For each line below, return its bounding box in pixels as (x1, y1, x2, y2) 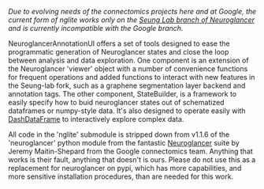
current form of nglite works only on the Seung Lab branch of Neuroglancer (8, 15, 255, 25)
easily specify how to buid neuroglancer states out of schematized (8, 98, 225, 107)
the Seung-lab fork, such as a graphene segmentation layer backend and (8, 81, 246, 90)
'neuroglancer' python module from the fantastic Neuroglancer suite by (8, 138, 240, 147)
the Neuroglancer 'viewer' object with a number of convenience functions (8, 64, 248, 74)
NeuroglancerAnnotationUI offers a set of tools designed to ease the (8, 39, 230, 48)
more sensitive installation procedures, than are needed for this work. (8, 172, 234, 181)
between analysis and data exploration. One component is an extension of (8, 55, 250, 65)
